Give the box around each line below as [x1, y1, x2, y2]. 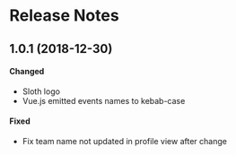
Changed [9, 66, 45, 77]
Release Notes [9, 5, 119, 26]
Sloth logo [22, 86, 61, 97]
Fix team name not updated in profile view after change [22, 135, 227, 146]
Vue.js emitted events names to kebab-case [22, 95, 186, 106]
